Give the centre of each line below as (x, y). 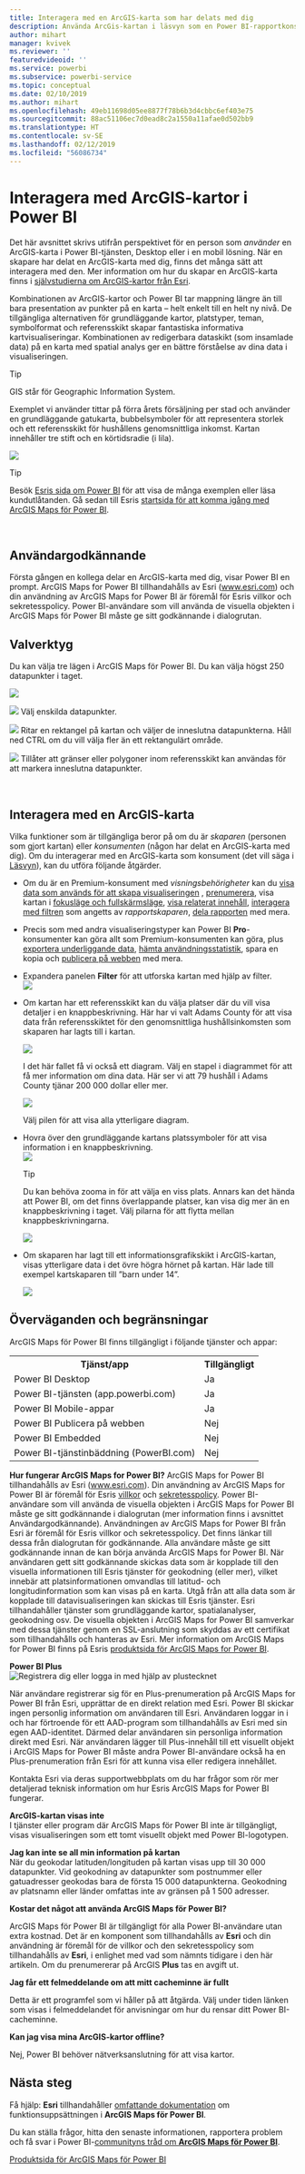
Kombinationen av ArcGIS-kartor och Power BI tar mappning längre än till (146, 298)
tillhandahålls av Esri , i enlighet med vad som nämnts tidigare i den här (142, 1955)
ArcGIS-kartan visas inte (57, 1815)
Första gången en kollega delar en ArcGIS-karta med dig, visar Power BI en (150, 577)
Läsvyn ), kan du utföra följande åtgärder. (85, 865)
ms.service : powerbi (49, 69)
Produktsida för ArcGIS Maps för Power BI (88, 2159)
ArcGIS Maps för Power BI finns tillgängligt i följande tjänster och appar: (143, 1342)
